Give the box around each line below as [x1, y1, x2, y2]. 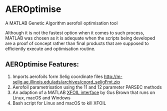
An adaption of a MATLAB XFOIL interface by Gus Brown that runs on [12, 89, 155, 95]
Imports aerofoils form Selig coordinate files [12, 73, 103, 79]
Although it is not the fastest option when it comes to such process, [5, 29, 144, 35]
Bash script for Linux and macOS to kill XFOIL [12, 100, 106, 106]
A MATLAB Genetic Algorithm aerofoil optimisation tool [5, 20, 118, 26]
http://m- [104, 73, 122, 79]
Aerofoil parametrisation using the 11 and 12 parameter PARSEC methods [12, 84, 162, 90]
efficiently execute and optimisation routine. [5, 45, 96, 51]
